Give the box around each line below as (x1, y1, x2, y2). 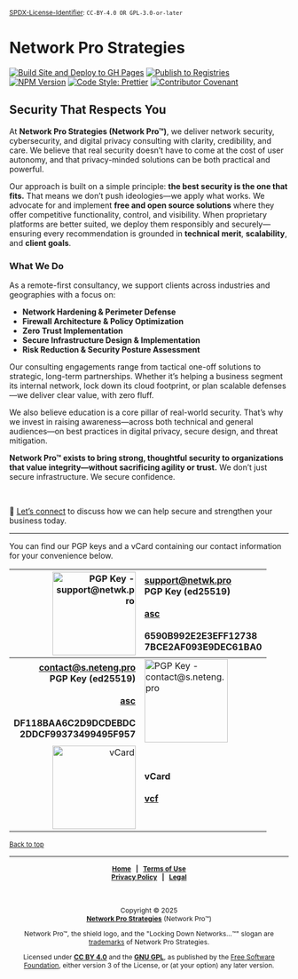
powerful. (9, 163, 44, 174)
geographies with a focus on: (9, 290, 116, 300)
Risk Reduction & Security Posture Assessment (21, 345, 200, 355)
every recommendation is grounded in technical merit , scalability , (43, 227, 287, 239)
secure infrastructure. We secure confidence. (9, 472, 176, 482)
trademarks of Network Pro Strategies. (88, 937, 210, 947)
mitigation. (9, 435, 48, 446)
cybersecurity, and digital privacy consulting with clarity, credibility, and (9, 135, 272, 146)
